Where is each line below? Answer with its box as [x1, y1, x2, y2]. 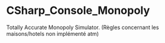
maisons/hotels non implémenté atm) [6, 30, 99, 37]
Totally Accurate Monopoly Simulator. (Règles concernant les [6, 24, 160, 31]
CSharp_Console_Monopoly [6, 4, 150, 18]
